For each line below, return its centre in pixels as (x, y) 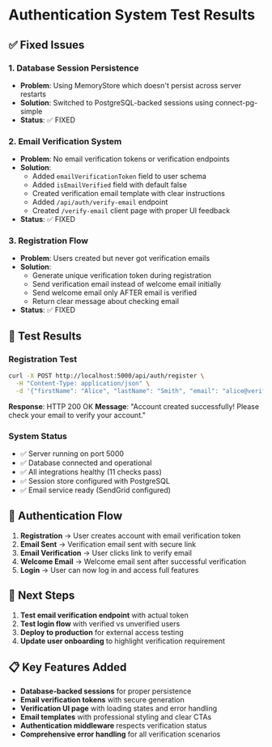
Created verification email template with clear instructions (128, 194)
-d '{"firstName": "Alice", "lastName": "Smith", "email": (117, 391)
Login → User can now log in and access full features (109, 570)
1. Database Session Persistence (74, 68)
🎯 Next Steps (42, 596)
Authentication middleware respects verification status (113, 725)
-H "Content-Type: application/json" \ (83, 384)
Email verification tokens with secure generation (102, 699)
